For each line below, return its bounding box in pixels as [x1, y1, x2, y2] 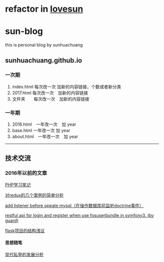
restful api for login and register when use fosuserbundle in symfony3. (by [5, 212, 154, 218]
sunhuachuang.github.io [5, 56, 82, 65]
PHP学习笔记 [5, 182, 31, 188]
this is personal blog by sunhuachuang [5, 42, 83, 48]
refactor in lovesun [5, 3, 83, 15]
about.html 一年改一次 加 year [12, 133, 78, 140]
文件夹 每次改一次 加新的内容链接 [12, 96, 89, 102]
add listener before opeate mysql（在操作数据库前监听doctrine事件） [5, 202, 144, 208]
